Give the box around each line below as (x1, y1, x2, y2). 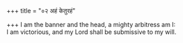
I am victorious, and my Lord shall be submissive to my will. (6, 28, 177, 36)
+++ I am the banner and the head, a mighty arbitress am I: (6, 21, 176, 28)
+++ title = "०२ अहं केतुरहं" (6, 7, 76, 15)
